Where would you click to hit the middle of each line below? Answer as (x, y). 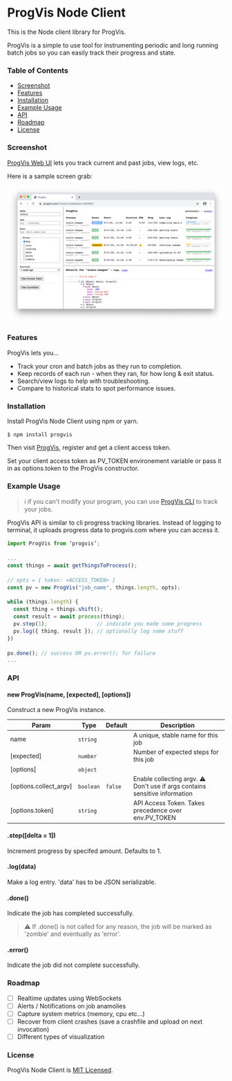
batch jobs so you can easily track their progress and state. (91, 53)
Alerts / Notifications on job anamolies (71, 1006)
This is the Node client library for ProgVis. (67, 32)
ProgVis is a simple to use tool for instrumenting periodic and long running (113, 45)
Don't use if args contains (170, 786)
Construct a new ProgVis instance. (56, 710)
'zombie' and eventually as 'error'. (72, 934)
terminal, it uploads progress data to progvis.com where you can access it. (113, 530)
